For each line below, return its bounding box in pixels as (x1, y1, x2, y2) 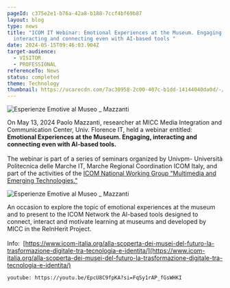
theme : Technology (7, 80, 60, 87)
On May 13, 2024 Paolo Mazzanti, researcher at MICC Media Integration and (7, 118, 222, 127)
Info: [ (7, 239, 26, 248)
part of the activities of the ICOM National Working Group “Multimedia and (7, 169, 217, 178)
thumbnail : (7, 86, 38, 93)
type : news (7, 23, 38, 29)
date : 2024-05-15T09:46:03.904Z (7, 42, 99, 49)
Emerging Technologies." (7, 176, 78, 185)
